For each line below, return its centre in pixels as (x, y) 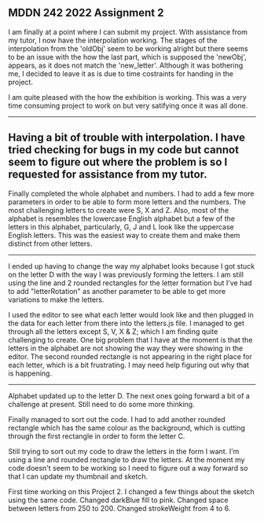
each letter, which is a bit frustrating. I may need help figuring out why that (129, 365)
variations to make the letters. (56, 299)
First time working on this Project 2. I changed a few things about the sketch (132, 491)
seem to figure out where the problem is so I (118, 162)
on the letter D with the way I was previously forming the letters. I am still (126, 274)
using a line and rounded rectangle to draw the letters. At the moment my (126, 460)
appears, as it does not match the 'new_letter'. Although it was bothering (126, 65)
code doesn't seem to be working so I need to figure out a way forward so (128, 468)
